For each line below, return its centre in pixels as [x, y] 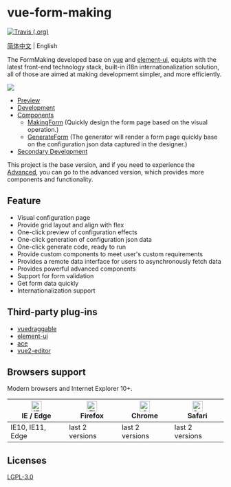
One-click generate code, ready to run [71, 247]
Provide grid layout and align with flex [70, 225]
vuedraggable [37, 328]
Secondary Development [52, 151]
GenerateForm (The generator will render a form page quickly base [122, 137]
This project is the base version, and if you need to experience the [101, 165]
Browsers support [46, 372]
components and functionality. [50, 179]
